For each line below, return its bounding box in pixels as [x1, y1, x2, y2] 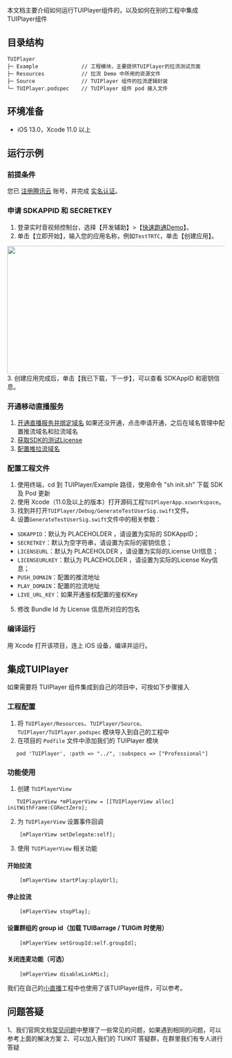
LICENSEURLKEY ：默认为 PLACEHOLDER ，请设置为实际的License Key [17, 556, 212, 564]
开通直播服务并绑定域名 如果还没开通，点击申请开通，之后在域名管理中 [17, 418, 219, 427]
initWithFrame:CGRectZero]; [7, 804, 88, 811]
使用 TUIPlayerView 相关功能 [17, 843, 98, 852]
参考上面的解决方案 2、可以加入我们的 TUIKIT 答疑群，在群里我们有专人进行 [7, 1034, 223, 1043]
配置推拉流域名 [17, 444, 60, 453]
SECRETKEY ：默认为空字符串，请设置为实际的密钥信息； [17, 538, 173, 547]
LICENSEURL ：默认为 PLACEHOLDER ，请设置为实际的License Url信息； [17, 547, 219, 556]
